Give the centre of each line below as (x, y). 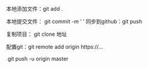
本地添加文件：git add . (35, 9)
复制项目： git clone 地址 (37, 34)
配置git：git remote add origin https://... (55, 47)
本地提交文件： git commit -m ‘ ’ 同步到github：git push (74, 21)
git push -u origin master (38, 59)
